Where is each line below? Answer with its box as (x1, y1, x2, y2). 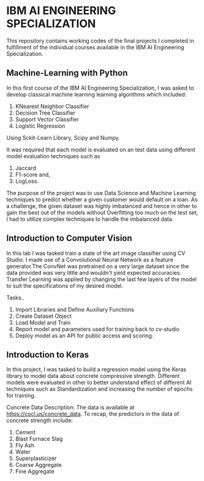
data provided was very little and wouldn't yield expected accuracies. (6, 269, 182, 276)
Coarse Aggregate (15, 461, 62, 469)
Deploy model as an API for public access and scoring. (15, 332, 154, 339)
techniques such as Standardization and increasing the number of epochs (6, 385, 193, 393)
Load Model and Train (15, 318, 71, 326)
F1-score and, (15, 171, 50, 178)
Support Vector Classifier (15, 115, 80, 123)
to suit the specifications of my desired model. (6, 282, 124, 289)
